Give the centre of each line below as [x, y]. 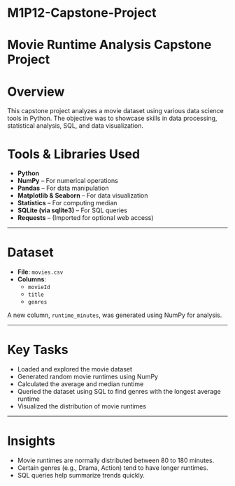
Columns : [32, 279]
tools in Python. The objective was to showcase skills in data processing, [112, 118]
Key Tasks [38, 350]
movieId [39, 288]
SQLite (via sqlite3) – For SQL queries [72, 210]
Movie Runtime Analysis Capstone [109, 45]
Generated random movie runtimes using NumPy [88, 377]
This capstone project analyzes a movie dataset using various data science [115, 111]
